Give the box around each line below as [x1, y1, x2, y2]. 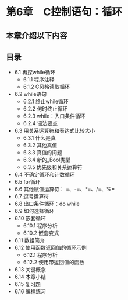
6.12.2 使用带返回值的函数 [23, 258, 85, 266]
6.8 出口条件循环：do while [14, 200, 80, 208]
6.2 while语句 [14, 91, 47, 98]
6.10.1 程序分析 [23, 222, 58, 229]
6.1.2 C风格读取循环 [23, 83, 70, 91]
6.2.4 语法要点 [23, 120, 58, 127]
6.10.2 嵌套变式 [23, 229, 59, 237]
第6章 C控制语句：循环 [6, 5, 122, 19]
